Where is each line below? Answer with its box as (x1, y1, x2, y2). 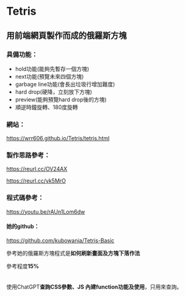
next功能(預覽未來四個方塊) (15, 72, 84, 80)
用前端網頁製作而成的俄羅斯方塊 (6, 30, 127, 40)
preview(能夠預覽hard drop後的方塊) (15, 96, 107, 103)
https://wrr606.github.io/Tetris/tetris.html (6, 135, 110, 142)
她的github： (6, 222, 40, 230)
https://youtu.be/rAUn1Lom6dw (6, 208, 85, 215)
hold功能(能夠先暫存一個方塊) (15, 65, 90, 72)
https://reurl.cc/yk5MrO (6, 177, 66, 184)
